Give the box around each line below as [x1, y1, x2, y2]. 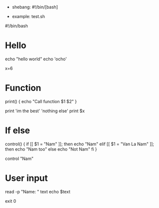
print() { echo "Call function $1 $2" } [5, 98, 77, 104]
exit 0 [5, 198, 16, 204]
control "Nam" [5, 156, 34, 161]
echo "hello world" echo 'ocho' [5, 56, 67, 62]
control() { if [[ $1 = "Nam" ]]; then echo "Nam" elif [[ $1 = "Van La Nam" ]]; [5, 141, 155, 147]
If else [5, 125, 30, 136]
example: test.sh [12, 14, 45, 19]
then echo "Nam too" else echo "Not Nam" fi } [5, 146, 98, 152]
